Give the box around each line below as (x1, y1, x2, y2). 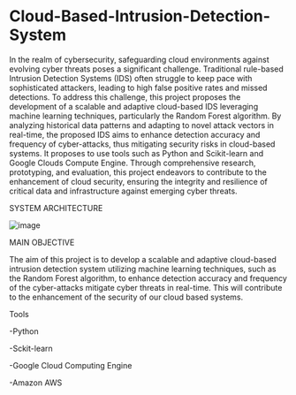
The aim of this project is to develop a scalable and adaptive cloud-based (9, 254, 277, 264)
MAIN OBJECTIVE (9, 237, 75, 247)
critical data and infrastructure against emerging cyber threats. (9, 186, 238, 196)
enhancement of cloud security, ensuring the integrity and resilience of (9, 176, 268, 186)
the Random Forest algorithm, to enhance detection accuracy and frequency (9, 272, 287, 284)
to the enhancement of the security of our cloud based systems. (9, 292, 244, 302)
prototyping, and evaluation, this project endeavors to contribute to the (9, 166, 267, 178)
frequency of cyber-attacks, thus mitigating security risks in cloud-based (9, 139, 276, 149)
